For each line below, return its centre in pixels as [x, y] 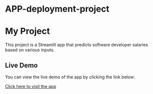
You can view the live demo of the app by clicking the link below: [70, 77]
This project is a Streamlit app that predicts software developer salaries [77, 45]
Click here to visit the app [31, 86]
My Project [28, 31]
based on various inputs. [30, 50]
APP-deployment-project [57, 9]
